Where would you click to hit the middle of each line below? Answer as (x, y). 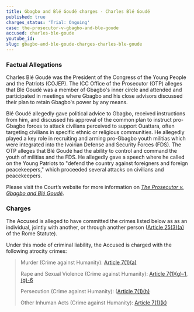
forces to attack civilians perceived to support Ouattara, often (101, 126)
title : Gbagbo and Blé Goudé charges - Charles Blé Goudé (78, 11)
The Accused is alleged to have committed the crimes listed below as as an (97, 221)
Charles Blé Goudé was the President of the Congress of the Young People (96, 77)
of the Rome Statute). (32, 234)
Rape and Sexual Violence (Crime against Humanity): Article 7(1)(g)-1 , (104, 274)
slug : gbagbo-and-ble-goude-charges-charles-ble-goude (74, 44)
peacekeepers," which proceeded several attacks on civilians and (85, 170)
